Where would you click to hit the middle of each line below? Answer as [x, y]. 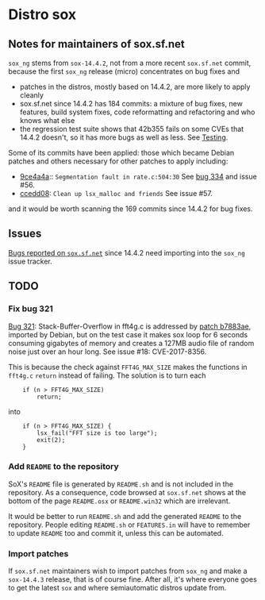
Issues [25, 234]
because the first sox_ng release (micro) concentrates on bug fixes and [124, 71]
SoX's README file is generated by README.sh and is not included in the [121, 484]
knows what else [47, 120]
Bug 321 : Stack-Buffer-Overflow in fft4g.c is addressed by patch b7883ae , [130, 326]
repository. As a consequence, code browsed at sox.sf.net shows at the [127, 492]
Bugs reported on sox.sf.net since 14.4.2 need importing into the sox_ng [127, 252]
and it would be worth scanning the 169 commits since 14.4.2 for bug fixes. [131, 209]
